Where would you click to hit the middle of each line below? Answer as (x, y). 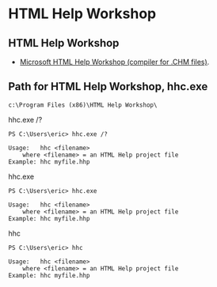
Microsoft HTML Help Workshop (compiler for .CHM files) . (114, 62)
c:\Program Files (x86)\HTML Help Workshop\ (83, 105)
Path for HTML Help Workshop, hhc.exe (108, 87)
